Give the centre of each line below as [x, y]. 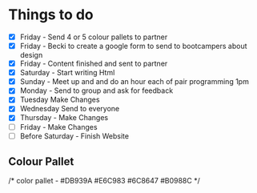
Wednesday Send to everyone [70, 109]
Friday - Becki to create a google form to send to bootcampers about [133, 46]
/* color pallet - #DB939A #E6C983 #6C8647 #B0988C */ [104, 181]
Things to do [51, 15]
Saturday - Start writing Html [67, 73]
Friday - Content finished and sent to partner [94, 64]
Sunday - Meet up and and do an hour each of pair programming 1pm [135, 82]
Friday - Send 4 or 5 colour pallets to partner [94, 37]
